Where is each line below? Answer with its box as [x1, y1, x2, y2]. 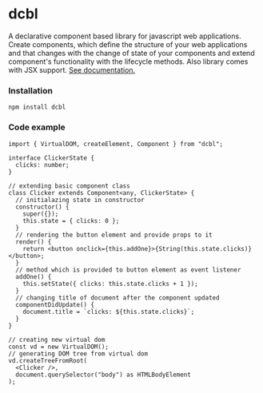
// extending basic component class [8, 181, 130, 190]
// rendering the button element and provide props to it [15, 231, 213, 239]
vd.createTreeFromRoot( [8, 356, 88, 364]
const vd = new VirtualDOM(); [8, 343, 110, 351]
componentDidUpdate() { [15, 300, 94, 308]
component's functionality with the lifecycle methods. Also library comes [8, 57, 249, 66]
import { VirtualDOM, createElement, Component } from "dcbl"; [8, 140, 224, 148]
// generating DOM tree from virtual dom [8, 349, 149, 358]
